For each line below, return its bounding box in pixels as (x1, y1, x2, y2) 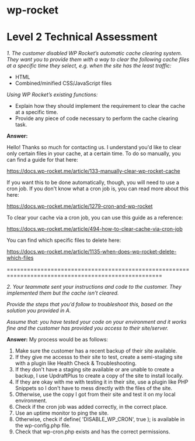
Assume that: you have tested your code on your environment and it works (6, 319, 187, 326)
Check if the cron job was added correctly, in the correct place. (15, 404, 168, 411)
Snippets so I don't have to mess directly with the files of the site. (15, 385, 173, 392)
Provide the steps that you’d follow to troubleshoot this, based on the (6, 301, 173, 308)
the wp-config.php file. (15, 422, 71, 429)
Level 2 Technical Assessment (6, 30, 158, 44)
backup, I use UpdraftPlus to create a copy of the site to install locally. (15, 372, 183, 380)
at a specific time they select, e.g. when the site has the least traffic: (6, 62, 172, 69)
